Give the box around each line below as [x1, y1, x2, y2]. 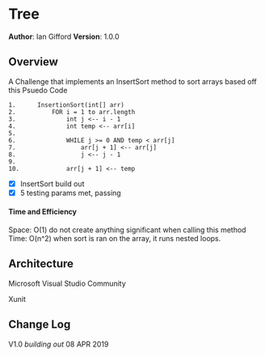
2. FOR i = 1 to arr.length [8, 108, 136, 116]
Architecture [8, 257, 74, 271]
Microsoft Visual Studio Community [8, 278, 127, 288]
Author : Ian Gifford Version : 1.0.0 [8, 32, 120, 41]
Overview [8, 55, 59, 69]
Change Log [8, 317, 71, 332]
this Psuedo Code [8, 85, 68, 95]
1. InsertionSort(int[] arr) [8, 100, 125, 109]
